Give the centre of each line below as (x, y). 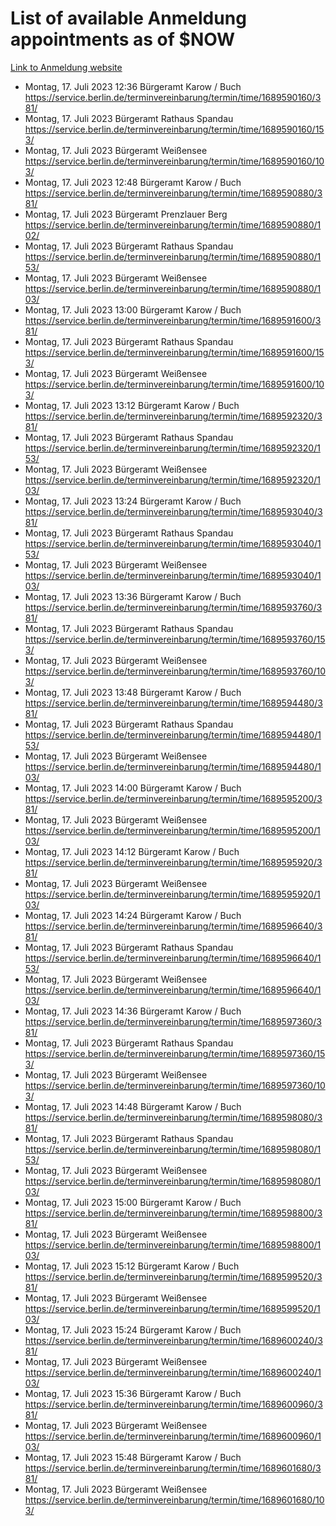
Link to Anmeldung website (66, 67)
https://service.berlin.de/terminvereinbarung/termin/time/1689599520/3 (173, 1276)
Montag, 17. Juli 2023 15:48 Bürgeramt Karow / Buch (133, 1457)
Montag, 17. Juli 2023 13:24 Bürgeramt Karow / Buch (133, 501)
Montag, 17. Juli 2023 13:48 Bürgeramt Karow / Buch (133, 692)
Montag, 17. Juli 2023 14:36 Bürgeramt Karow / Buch (133, 1011)
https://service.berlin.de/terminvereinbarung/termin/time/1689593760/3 (173, 607)
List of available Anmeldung (128, 18)
